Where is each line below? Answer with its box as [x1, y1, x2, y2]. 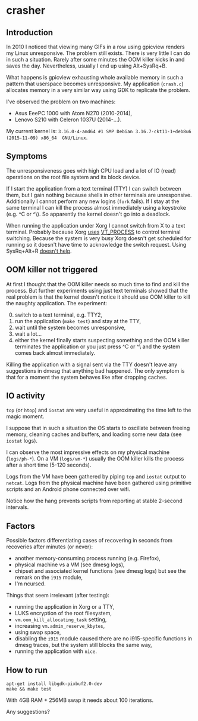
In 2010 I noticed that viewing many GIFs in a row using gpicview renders [6, 43, 186, 50]
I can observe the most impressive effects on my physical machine [6, 449, 170, 456]
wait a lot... [14, 330, 42, 338]
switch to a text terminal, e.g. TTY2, [14, 311, 103, 318]
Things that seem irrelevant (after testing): [6, 592, 110, 599]
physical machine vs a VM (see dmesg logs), [14, 561, 125, 568]
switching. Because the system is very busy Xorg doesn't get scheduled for [6, 234, 191, 242]
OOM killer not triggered [6, 265, 98, 275]
